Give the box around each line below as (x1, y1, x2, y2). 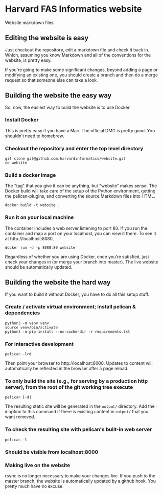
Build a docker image (5, 172, 56, 179)
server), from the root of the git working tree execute (5, 384, 133, 391)
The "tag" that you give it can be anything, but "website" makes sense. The (5, 183, 157, 189)
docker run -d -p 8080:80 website (5, 245, 76, 250)
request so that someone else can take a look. (5, 77, 98, 83)
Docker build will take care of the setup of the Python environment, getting (5, 188, 156, 194)
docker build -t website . (5, 203, 60, 208)
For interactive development (5, 340, 74, 347)
